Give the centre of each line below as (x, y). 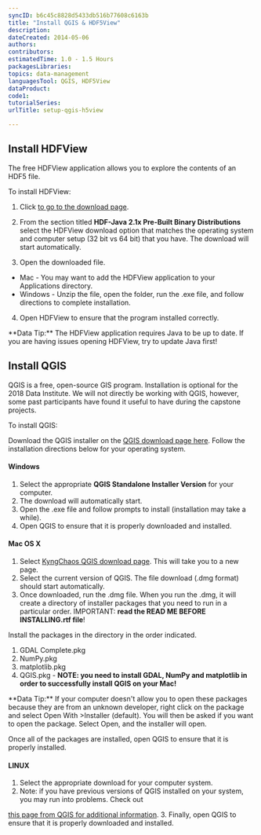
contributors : (31, 52)
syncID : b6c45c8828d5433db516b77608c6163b (78, 15)
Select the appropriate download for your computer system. (116, 783)
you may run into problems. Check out (81, 800)
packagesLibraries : (40, 67)
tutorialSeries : (34, 103)
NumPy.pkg (38, 659)
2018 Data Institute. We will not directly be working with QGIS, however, (123, 393)
